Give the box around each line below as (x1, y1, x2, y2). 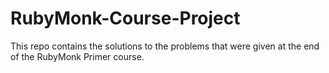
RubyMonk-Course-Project (10, 7, 241, 30)
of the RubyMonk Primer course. (10, 50, 145, 62)
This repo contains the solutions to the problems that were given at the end (10, 40, 320, 52)
